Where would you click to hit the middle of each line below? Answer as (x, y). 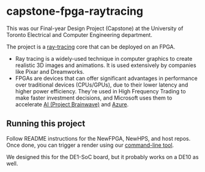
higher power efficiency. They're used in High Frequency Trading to (100, 91)
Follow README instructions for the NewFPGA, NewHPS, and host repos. (99, 138)
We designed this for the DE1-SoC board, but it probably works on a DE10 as (102, 157)
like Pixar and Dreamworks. (50, 71)
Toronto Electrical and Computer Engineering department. (80, 34)
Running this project (46, 124)
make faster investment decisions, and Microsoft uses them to (94, 98)
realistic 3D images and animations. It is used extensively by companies (106, 65)
